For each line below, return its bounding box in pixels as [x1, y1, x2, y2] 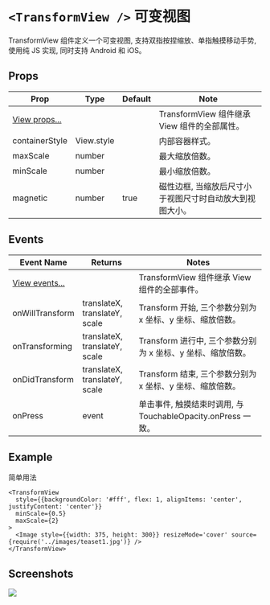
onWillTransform [12, 307, 75, 319]
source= [231, 531, 257, 539]
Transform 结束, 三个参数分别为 [138, 368, 257, 379]
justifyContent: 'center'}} [8, 503, 103, 511]
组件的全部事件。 [138, 283, 203, 294]
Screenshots [8, 566, 74, 580]
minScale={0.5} [15, 510, 67, 518]
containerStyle [12, 134, 68, 146]
